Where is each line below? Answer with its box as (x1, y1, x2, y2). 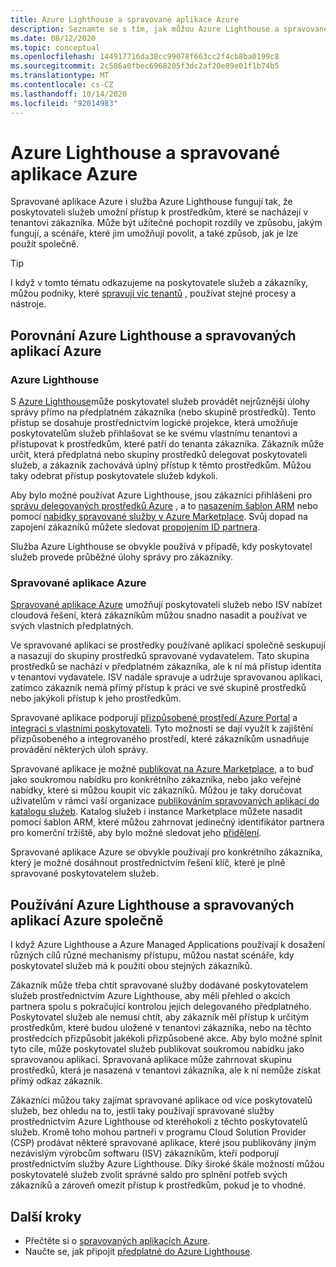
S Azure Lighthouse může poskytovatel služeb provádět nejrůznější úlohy (10, 396, 310, 408)
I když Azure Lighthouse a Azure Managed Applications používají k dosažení (10, 939, 326, 951)
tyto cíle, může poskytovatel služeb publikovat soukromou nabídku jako (10, 1043, 305, 1055)
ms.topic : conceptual (10, 42, 101, 53)
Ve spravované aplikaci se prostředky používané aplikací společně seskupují (10, 639, 326, 651)
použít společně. (10, 238, 80, 250)
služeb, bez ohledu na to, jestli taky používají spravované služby (10, 1105, 275, 1117)
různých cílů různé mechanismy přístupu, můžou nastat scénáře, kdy (10, 949, 295, 961)
